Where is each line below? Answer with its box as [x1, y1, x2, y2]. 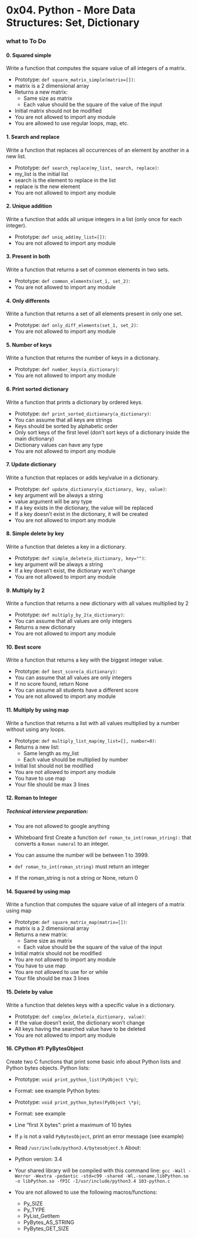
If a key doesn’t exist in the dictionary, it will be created [14, 510, 148, 518]
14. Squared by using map [6, 887, 71, 895]
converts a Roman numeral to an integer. [14, 840, 110, 847]
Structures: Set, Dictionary [6, 16, 140, 29]
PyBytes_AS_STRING [23, 1219, 75, 1226]
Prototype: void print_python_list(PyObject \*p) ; [14, 1076, 138, 1083]
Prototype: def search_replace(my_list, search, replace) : [14, 164, 159, 171]
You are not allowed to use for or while [14, 969, 108, 976]
